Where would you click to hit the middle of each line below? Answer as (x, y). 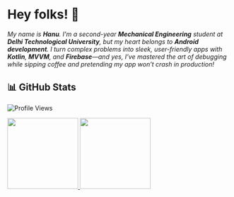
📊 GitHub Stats (42, 88)
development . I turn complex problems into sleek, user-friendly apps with (115, 49)
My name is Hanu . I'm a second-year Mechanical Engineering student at (115, 34)
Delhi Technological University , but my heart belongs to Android (103, 41)
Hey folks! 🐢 (43, 15)
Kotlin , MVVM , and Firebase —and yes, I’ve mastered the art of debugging (117, 57)
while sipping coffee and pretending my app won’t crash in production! (111, 64)
